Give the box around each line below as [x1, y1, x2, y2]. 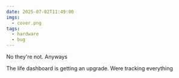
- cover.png [11, 20, 42, 26]
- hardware [11, 31, 39, 37]
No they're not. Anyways [6, 53, 68, 60]
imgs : [6, 14, 20, 20]
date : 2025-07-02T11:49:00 [6, 8, 74, 15]
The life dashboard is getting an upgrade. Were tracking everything [6, 65, 174, 72]
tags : [6, 25, 20, 32]
